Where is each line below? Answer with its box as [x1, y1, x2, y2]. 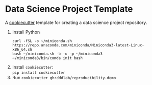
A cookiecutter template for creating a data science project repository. [5, 20, 147, 25]
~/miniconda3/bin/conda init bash [12, 55, 83, 61]
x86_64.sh [12, 47, 33, 52]
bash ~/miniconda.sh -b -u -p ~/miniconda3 [12, 51, 103, 56]
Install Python [12, 29, 40, 35]
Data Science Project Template [5, 3, 133, 15]
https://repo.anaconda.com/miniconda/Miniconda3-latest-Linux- [12, 42, 145, 47]
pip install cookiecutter [12, 70, 65, 75]
